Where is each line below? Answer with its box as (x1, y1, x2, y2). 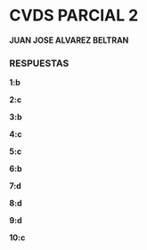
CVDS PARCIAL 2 (9, 5, 139, 26)
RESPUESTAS (9, 57, 69, 69)
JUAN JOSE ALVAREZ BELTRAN (9, 35, 129, 45)
